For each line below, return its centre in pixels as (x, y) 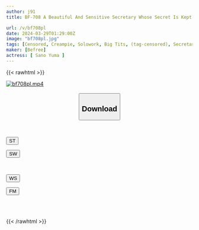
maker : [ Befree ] (26, 50)
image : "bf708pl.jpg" (33, 39)
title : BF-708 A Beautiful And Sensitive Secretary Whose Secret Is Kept (99, 17)
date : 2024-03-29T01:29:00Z (41, 33)
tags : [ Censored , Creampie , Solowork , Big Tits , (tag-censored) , (88, 44)
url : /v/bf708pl (26, 28)
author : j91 (21, 12)
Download (99, 109)
